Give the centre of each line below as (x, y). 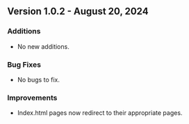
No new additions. (43, 46)
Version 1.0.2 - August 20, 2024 (78, 11)
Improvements (32, 98)
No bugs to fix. (39, 79)
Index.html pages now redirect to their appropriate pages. (100, 113)
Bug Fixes (24, 64)
